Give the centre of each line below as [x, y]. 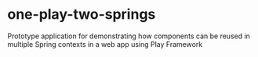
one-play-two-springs [82, 14]
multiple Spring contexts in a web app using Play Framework [105, 44]
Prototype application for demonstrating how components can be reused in [129, 36]
